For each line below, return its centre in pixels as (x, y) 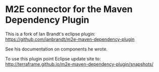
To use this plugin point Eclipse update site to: (53, 58)
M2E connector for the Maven (69, 9)
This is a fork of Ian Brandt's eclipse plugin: (50, 34)
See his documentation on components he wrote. (56, 49)
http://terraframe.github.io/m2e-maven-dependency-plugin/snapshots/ (79, 64)
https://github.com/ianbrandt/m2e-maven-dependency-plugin (70, 39)
